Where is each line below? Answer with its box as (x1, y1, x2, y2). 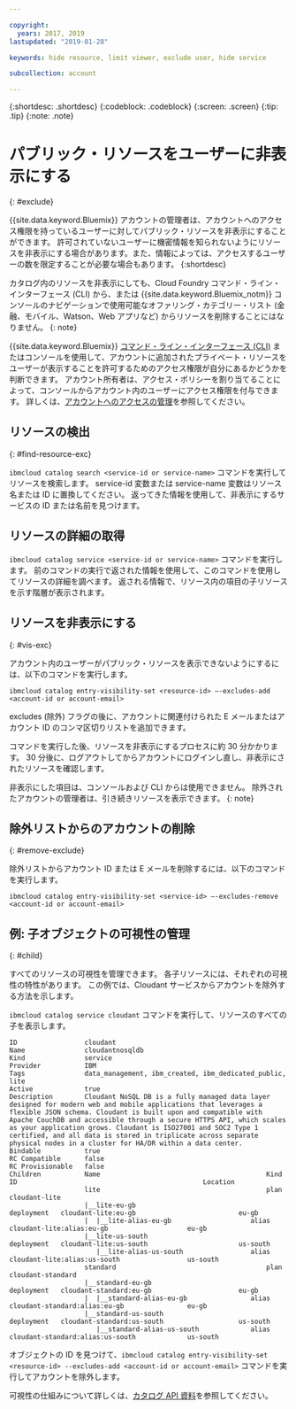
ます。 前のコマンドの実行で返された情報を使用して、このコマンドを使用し (9, 564, 281, 576)
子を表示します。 (9, 1020, 71, 1032)
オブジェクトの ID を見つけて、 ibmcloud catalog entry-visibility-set (9, 1350, 268, 1360)
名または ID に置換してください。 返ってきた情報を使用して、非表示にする (9, 489, 277, 499)
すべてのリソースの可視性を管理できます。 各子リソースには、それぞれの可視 (9, 969, 288, 979)
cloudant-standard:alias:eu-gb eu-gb (9, 1302, 208, 1311)
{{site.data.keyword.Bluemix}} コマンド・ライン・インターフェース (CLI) (9, 341, 271, 352)
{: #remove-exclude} (9, 845, 85, 855)
